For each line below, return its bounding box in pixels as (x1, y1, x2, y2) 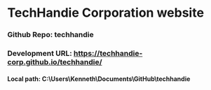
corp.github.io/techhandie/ (7, 57, 103, 67)
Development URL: (7, 49, 72, 59)
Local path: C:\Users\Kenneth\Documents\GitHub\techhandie (7, 75, 191, 83)
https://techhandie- (73, 49, 143, 59)
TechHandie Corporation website (7, 5, 205, 21)
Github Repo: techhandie (7, 30, 95, 40)
